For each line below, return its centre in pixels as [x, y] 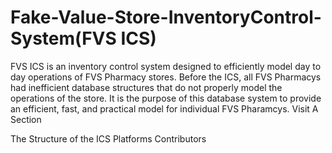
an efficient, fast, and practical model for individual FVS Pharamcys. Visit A [164, 108]
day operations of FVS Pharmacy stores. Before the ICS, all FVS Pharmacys [166, 77]
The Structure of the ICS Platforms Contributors [108, 138]
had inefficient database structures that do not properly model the [146, 87]
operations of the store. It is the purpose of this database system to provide [166, 98]
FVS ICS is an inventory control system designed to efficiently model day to [166, 66]
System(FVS [63, 38]
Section [26, 119]
